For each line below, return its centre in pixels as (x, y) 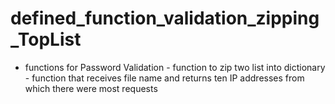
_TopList (46, 39)
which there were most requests (91, 88)
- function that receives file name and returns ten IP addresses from (164, 78)
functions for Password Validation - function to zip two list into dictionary (175, 67)
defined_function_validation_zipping (165, 18)
